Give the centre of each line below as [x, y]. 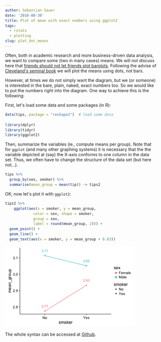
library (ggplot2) [22, 135]
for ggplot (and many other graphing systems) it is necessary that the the [78, 149]
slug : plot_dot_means [27, 41]
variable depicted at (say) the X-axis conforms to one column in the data [77, 155]
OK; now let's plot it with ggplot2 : [38, 194]
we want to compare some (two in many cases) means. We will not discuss [80, 60]
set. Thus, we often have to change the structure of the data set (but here [78, 160]
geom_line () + [23, 234]
